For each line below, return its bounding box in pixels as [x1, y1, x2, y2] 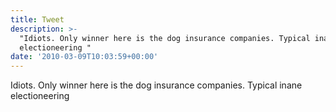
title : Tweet [10, 14, 65, 25]
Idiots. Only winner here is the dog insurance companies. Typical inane [10, 79, 303, 91]
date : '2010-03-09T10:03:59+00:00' [10, 52, 159, 62]
